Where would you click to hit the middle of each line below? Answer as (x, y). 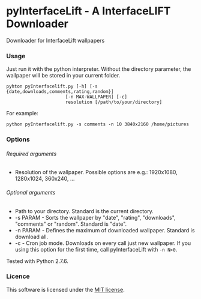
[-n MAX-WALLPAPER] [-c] (96, 97)
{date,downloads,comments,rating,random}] (60, 92)
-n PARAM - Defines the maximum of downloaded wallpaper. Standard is (105, 230)
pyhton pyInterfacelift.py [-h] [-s (52, 86)
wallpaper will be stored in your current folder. (63, 76)
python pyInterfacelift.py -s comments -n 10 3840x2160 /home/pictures (97, 124)
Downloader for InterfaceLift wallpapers (55, 40)
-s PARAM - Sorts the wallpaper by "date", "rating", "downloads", (95, 217)
